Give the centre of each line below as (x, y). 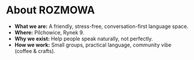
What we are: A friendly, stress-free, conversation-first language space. (101, 26)
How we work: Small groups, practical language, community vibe (93, 45)
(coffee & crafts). (35, 51)
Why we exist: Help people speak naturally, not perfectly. (84, 38)
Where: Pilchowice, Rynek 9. (49, 32)
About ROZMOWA (50, 10)
